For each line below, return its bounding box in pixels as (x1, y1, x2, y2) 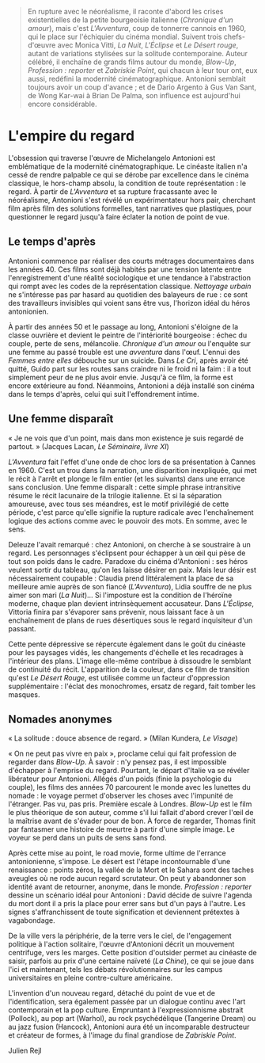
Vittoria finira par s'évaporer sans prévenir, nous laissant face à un (8, 607, 225, 616)
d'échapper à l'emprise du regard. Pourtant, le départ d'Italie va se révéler (8, 766, 250, 775)
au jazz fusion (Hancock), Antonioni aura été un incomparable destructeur (8, 1022, 250, 1032)
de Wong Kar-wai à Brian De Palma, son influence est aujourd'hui (27, 91, 241, 100)
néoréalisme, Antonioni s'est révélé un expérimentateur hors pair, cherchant (8, 195, 256, 204)
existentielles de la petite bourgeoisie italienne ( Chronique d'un (27, 15, 233, 25)
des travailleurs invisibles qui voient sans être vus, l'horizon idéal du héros (8, 298, 251, 307)
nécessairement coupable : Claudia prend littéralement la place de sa (8, 573, 234, 583)
